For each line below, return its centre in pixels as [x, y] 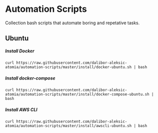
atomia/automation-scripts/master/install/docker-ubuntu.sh [69, 67]
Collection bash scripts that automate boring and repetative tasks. [73, 23]
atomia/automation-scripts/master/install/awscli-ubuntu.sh [69, 126]
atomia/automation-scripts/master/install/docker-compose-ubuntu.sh [77, 94]
